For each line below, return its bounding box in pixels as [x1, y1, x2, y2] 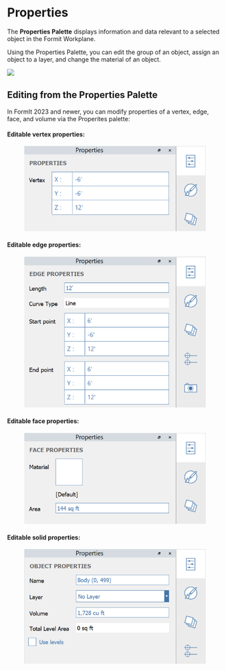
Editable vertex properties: [7, 130, 86, 138]
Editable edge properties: [7, 240, 81, 249]
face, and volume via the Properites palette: [7, 114, 130, 123]
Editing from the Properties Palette [7, 89, 158, 101]
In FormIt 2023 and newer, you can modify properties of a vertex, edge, [7, 107, 210, 116]
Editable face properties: [7, 416, 79, 425]
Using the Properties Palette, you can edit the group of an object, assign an [7, 48, 219, 56]
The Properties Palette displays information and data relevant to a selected [7, 27, 220, 36]
